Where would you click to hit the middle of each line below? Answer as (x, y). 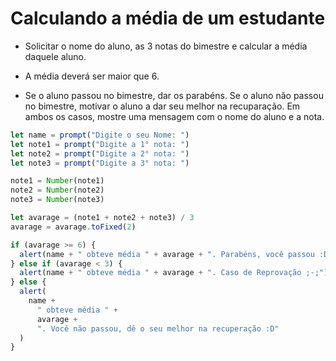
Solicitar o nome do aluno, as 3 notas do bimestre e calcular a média (166, 46)
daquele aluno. (55, 56)
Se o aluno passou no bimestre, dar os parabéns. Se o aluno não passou (174, 95)
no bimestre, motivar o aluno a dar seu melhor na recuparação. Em (162, 106)
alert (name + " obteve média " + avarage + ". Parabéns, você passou (167, 254)
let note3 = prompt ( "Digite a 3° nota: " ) (100, 163)
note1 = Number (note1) (57, 181)
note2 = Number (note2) (57, 190)
